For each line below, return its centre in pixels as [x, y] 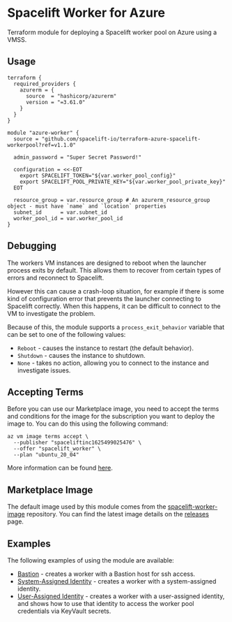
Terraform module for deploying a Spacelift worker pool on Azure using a [112, 32]
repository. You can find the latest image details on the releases [118, 514]
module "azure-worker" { [43, 133]
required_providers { [45, 84]
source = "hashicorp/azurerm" [71, 96]
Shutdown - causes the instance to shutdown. [82, 355]
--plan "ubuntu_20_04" [46, 455]
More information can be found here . [60, 468]
